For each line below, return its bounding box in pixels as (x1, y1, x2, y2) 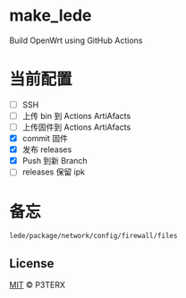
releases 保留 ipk (21, 166, 85, 177)
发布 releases (21, 144, 72, 155)
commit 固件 (21, 133, 69, 144)
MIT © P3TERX (9, 279, 65, 291)
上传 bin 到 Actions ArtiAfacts (21, 110, 131, 121)
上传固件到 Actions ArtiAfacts (21, 122, 131, 132)
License (9, 256, 55, 271)
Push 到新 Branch (21, 156, 88, 166)
